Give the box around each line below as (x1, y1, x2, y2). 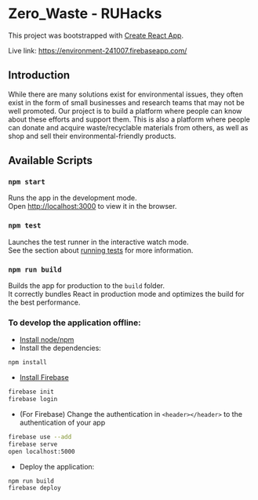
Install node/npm (19, 335, 74, 345)
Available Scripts (8, 154, 93, 167)
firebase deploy (8, 484, 61, 492)
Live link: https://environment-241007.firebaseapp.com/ (8, 46, 187, 55)
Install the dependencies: (19, 343, 102, 353)
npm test (8, 221, 42, 230)
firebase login (8, 396, 58, 403)
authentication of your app (19, 418, 106, 427)
